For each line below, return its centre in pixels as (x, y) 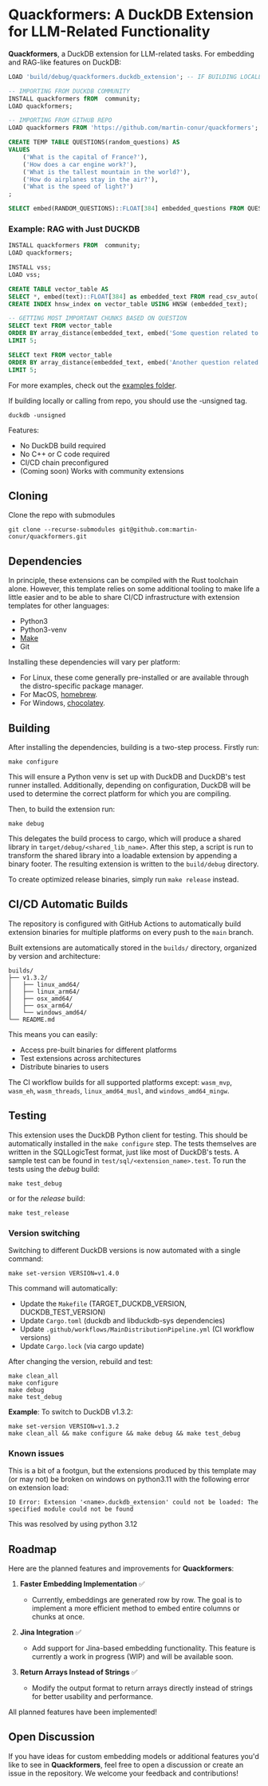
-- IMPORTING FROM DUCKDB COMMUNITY (69, 91)
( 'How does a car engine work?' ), (80, 164)
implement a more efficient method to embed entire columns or (136, 1608)
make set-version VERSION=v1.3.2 (64, 1426)
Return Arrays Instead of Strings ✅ (79, 1672)
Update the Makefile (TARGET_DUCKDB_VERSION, (103, 1303)
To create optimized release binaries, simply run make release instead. (124, 880)
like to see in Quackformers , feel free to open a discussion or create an (126, 1764)
